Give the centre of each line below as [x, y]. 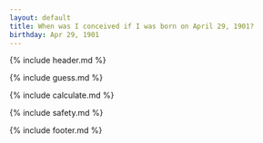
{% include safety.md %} [56, 113]
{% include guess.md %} [56, 78]
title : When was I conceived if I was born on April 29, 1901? [132, 26]
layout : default [40, 18]
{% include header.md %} [58, 61]
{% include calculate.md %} [62, 95]
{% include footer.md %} [56, 130]
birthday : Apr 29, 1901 [55, 34]
